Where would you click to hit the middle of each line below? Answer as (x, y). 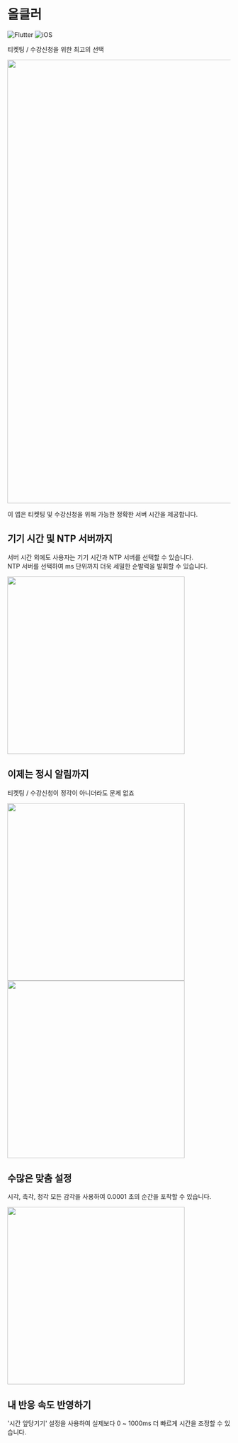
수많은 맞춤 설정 (40, 1178)
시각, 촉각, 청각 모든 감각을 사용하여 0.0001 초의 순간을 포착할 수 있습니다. (109, 1197)
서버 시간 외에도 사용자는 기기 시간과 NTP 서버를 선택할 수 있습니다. (100, 557)
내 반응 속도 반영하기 (49, 1405)
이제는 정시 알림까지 (48, 774)
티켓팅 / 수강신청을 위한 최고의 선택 (56, 49)
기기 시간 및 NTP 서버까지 (60, 539)
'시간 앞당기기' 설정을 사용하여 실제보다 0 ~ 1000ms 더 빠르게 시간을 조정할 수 (115, 1423)
